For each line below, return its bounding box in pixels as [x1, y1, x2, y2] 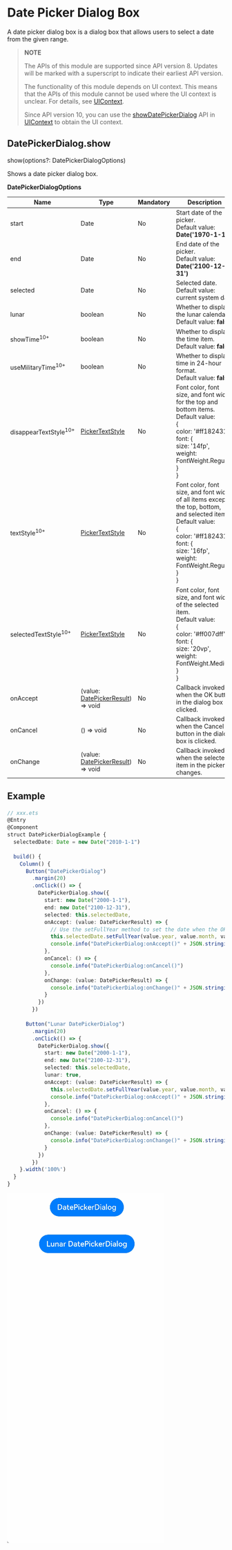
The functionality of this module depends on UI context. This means [23, 82, 217, 90]
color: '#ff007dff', [175, 629, 227, 638]
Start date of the [175, 208, 222, 217]
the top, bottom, [175, 502, 222, 511]
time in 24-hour [175, 359, 222, 367]
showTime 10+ [10, 334, 50, 343]
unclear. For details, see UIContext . [23, 97, 124, 105]
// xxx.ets [7, 810, 39, 816]
